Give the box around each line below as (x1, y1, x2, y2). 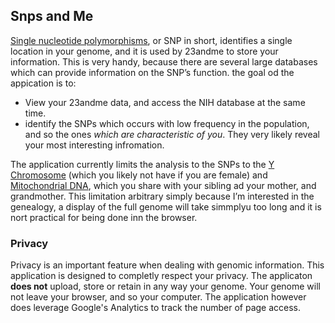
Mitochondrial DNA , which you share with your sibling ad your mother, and (10, 179, 317, 191)
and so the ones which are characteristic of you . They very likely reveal (24, 128, 320, 140)
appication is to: (10, 77, 77, 89)
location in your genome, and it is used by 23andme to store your (10, 45, 279, 57)
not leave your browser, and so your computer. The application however (10, 291, 307, 303)
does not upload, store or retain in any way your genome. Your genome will (10, 280, 321, 293)
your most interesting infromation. (24, 139, 165, 151)
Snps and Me (10, 8, 94, 25)
